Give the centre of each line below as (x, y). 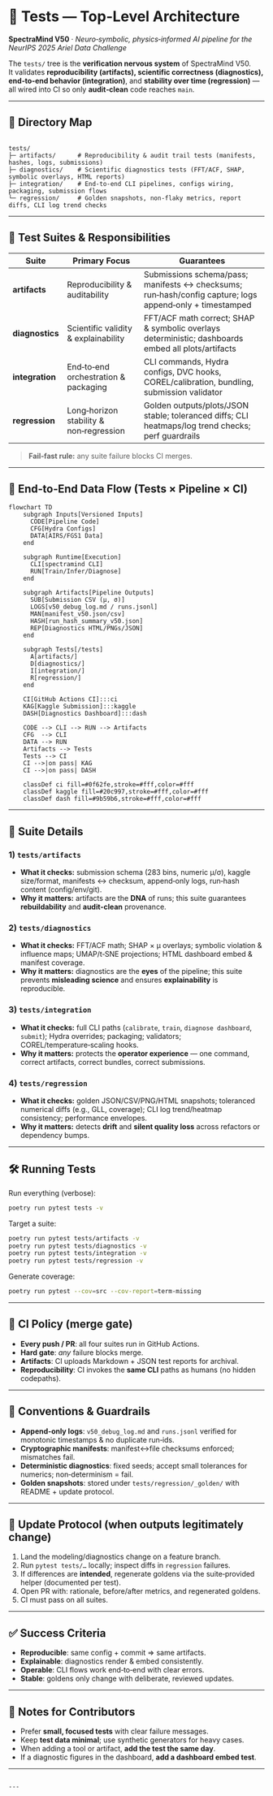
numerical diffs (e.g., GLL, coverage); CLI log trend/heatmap (121, 1109)
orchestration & (96, 377)
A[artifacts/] (54, 657)
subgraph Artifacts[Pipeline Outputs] (89, 593)
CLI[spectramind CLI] (67, 565)
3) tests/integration (50, 1010)
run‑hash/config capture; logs (200, 294)
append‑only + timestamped (197, 305)
